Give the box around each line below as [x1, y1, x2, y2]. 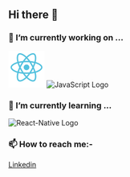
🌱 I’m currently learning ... [8, 100, 112, 111]
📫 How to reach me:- [8, 138, 94, 150]
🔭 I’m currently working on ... [8, 32, 124, 43]
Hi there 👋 [8, 8, 59, 22]
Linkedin [8, 160, 37, 170]
